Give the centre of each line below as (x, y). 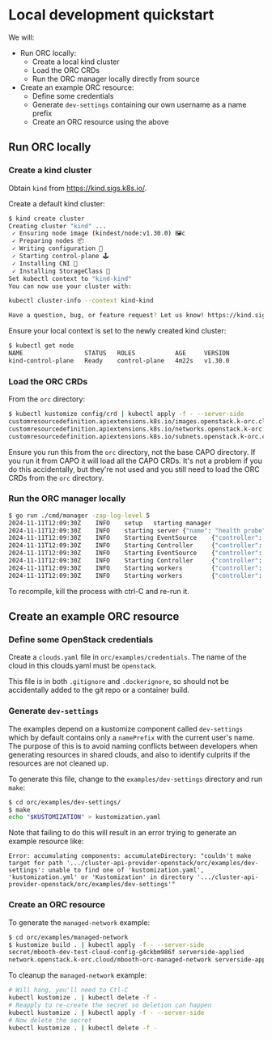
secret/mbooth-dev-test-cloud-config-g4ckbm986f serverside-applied (126, 953)
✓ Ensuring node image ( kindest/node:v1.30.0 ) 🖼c (99, 233)
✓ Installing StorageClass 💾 (61, 271)
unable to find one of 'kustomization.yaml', (126, 870)
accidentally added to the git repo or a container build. (99, 690)
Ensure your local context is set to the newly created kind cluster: (117, 331)
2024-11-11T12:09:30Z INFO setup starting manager (110, 523)
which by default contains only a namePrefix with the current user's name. (132, 737)
